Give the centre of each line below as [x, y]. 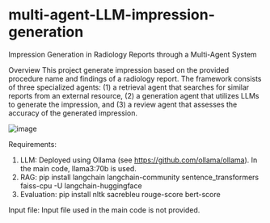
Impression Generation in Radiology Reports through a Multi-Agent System [133, 54]
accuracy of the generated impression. [73, 113]
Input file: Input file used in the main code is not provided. [104, 210]
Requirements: [32, 144]
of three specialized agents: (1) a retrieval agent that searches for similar [129, 87]
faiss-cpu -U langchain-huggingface [81, 185]
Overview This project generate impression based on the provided [119, 69]
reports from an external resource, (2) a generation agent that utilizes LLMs [134, 95]
